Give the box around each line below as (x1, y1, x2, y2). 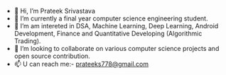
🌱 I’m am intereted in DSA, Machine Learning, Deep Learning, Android (14, 22, 219, 30)
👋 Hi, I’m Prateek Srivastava (14, 7, 96, 15)
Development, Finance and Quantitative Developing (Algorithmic (14, 29, 203, 37)
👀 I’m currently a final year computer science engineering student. (14, 14, 208, 23)
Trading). (14, 37, 41, 45)
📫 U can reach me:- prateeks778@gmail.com (14, 60, 149, 68)
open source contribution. (14, 52, 90, 60)
